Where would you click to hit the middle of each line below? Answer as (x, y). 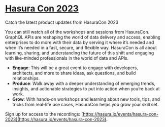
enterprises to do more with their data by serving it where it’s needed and (80, 42)
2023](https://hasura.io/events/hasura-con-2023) (56, 119)
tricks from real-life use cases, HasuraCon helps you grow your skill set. (85, 104)
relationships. (26, 78)
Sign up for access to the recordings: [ (44, 114)
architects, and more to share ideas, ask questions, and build (74, 73)
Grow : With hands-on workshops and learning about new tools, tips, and (86, 99)
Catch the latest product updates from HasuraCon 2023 (62, 22)
